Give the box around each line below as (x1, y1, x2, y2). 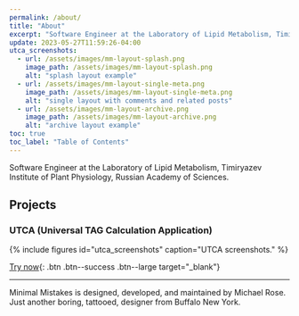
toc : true (9, 129, 46, 138)
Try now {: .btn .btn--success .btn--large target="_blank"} (9, 262, 221, 272)
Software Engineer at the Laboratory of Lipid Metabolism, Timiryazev (9, 162, 263, 172)
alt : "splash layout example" (25, 71, 138, 80)
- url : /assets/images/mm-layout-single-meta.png (17, 79, 205, 88)
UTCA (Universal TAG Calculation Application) (9, 224, 213, 237)
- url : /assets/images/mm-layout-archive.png (17, 104, 190, 113)
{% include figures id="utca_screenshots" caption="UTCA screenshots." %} (9, 245, 289, 255)
